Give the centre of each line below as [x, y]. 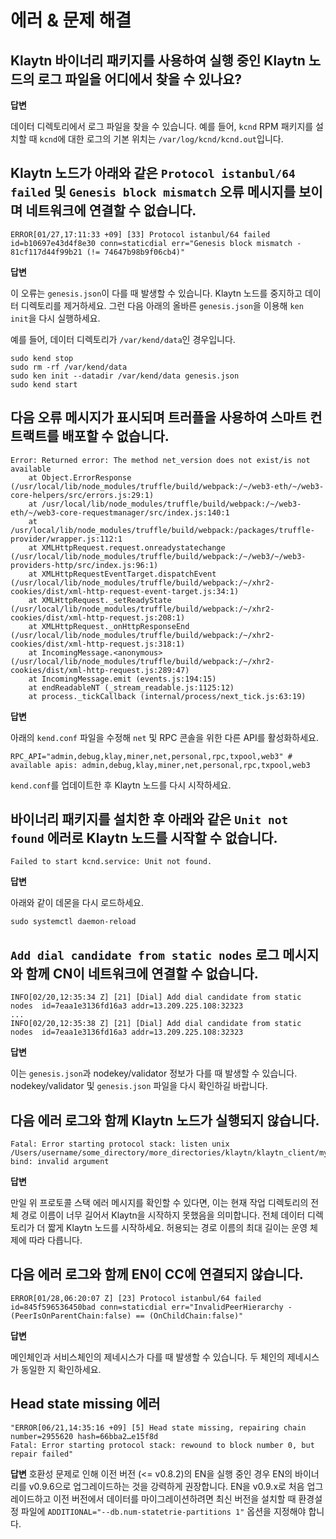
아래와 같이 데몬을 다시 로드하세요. [77, 903]
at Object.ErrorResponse [80, 477]
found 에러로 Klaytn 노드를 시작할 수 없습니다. [144, 838]
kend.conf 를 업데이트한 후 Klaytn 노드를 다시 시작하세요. [121, 785]
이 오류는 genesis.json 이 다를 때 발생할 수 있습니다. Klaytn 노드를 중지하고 [156, 293]
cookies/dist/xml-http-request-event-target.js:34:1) [125, 591]
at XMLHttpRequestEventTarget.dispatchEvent [122, 574]
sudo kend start [44, 384]
